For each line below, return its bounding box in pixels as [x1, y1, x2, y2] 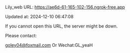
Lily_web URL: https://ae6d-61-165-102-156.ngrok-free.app [5, 4, 125, 10]
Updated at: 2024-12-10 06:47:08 [5, 14, 74, 19]
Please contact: [5, 33, 37, 38]
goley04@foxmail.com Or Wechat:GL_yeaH [5, 42, 93, 48]
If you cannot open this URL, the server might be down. [5, 23, 118, 29]
